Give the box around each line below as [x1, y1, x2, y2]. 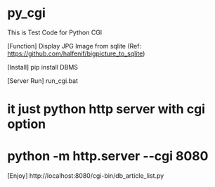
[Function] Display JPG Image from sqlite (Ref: [7, 41, 142, 50]
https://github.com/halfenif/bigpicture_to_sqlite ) [7, 49, 145, 58]
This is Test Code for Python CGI [7, 28, 103, 37]
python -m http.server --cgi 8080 [7, 148, 209, 165]
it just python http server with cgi [7, 101, 206, 117]
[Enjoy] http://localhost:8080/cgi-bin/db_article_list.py [7, 172, 164, 180]
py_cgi [7, 5, 46, 21]
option [7, 116, 46, 132]
